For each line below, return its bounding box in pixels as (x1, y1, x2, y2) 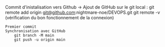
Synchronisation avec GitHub (5, 29, 66, 34)
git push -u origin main (14, 37, 66, 42)
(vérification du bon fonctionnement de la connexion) (5, 15, 114, 20)
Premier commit (5, 24, 37, 29)
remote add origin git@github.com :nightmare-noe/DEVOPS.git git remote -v (5, 9, 161, 15)
